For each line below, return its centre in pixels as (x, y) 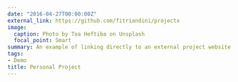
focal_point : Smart (43, 41)
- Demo (17, 61)
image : (17, 27)
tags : (15, 54)
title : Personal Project (44, 67)
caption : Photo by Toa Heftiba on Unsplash (79, 34)
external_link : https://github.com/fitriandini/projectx (94, 21)
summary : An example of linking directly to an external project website (119, 47)
